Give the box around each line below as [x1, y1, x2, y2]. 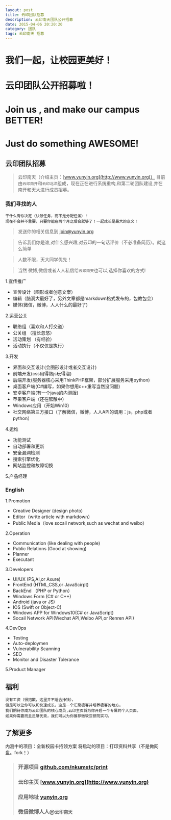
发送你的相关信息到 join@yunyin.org [17, 228, 94, 235]
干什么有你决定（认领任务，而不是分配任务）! [5, 213, 88, 218]
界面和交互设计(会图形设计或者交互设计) [12, 364, 97, 370]
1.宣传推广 [5, 278, 27, 284]
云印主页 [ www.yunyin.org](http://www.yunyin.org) [17, 778, 149, 785]
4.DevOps [5, 625, 27, 631]
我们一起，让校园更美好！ [5, 55, 113, 66]
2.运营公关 [5, 312, 28, 319]
